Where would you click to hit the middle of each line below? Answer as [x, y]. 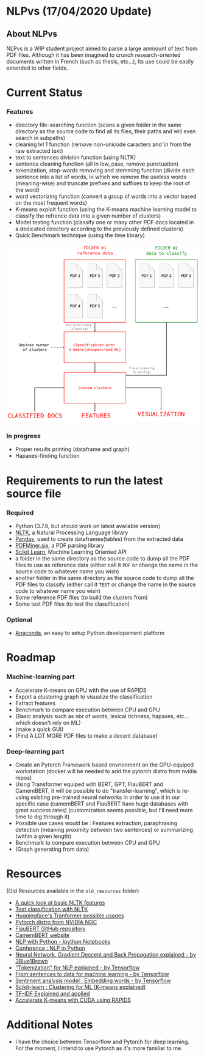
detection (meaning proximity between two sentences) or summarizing [104, 830]
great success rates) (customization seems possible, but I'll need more [104, 810]
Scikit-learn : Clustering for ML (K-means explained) [80, 987]
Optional [19, 620]
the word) [27, 190]
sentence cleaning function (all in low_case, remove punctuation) [97, 164]
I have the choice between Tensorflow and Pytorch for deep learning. [102, 1041]
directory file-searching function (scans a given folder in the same [98, 125]
